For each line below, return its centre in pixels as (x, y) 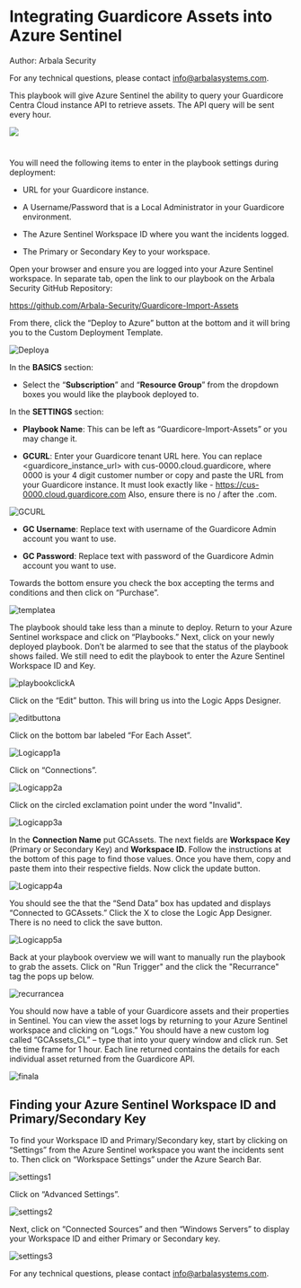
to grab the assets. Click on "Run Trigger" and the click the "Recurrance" (145, 967)
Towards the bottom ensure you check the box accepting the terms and (142, 583)
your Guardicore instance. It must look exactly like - (118, 485)
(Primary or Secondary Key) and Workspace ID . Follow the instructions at (145, 849)
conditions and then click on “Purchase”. (84, 593)
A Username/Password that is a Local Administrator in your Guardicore (153, 208)
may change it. (50, 439)
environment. (47, 217)
